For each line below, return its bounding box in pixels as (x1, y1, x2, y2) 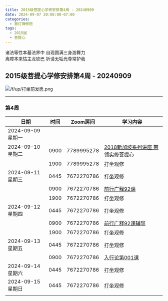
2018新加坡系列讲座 (104, 143, 152, 150)
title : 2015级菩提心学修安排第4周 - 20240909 (5, 7, 94, 12)
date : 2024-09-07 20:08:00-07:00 (5, 12, 75, 17)
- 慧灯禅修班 (9, 21, 33, 26)
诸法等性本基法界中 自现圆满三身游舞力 (5, 49, 85, 55)
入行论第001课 (104, 254, 139, 261)
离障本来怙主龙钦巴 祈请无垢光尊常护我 (5, 55, 85, 61)
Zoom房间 (70, 118, 95, 125)
